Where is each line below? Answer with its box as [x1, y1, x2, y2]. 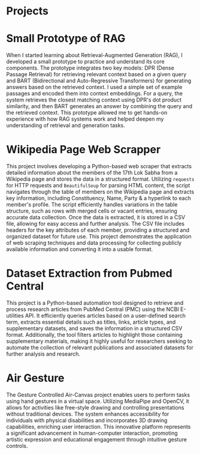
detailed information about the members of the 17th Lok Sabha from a [6, 169, 178, 177]
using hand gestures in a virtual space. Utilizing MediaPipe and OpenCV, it [6, 398, 190, 405]
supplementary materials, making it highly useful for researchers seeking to [6, 337, 193, 345]
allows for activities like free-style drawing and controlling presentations [6, 404, 184, 411]
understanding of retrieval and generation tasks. [6, 122, 125, 129]
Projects [6, 4, 49, 18]
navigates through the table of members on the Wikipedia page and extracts [6, 188, 195, 196]
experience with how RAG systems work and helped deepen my [6, 115, 164, 123]
